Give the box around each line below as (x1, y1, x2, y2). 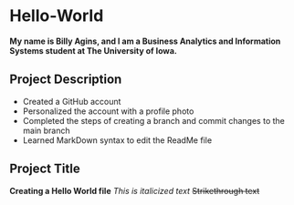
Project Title (9, 161, 80, 177)
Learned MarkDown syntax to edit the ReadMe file (22, 134, 213, 146)
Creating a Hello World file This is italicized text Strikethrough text (9, 185, 260, 196)
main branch (22, 125, 70, 136)
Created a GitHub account (22, 96, 121, 107)
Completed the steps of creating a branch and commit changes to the (22, 115, 285, 126)
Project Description (9, 72, 122, 87)
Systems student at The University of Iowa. (9, 45, 178, 56)
